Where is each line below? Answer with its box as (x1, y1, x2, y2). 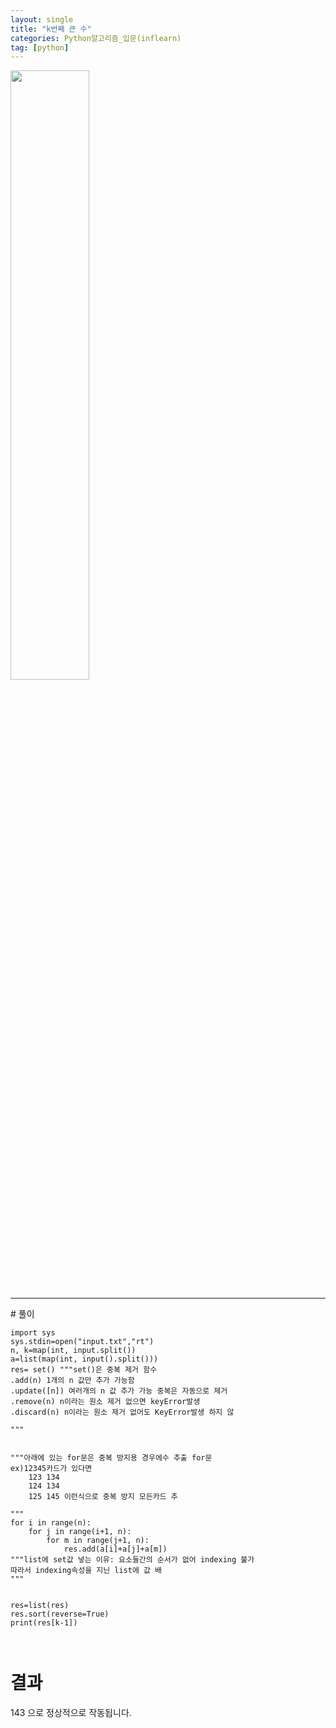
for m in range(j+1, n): (46, 1536, 150, 1546)
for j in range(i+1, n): (28, 1527, 132, 1537)
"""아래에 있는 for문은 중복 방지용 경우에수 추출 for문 (10, 1453, 213, 1463)
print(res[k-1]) (10, 1618, 78, 1628)
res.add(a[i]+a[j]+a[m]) (63, 1544, 168, 1555)
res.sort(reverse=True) (10, 1609, 110, 1620)
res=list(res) (10, 1601, 70, 1611)
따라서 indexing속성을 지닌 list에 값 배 (10, 1566, 163, 1576)
